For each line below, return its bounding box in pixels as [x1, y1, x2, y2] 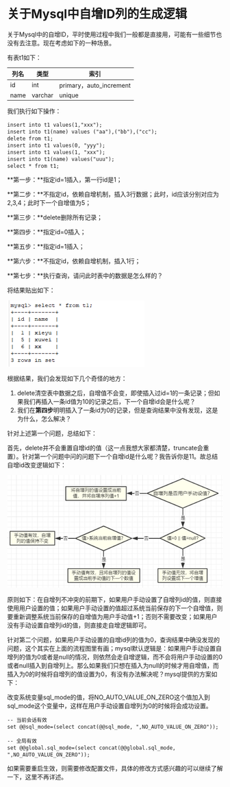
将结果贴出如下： [7, 286, 55, 295]
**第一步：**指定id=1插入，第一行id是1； [7, 175, 123, 184]
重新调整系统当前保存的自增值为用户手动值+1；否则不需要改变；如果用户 [12, 612, 218, 620]
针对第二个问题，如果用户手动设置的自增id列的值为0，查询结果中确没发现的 [7, 635, 220, 644]
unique [59, 90, 79, 99]
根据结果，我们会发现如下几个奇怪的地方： [7, 374, 127, 383]
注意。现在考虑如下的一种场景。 [25, 38, 115, 47]
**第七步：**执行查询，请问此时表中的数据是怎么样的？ [7, 271, 164, 280]
